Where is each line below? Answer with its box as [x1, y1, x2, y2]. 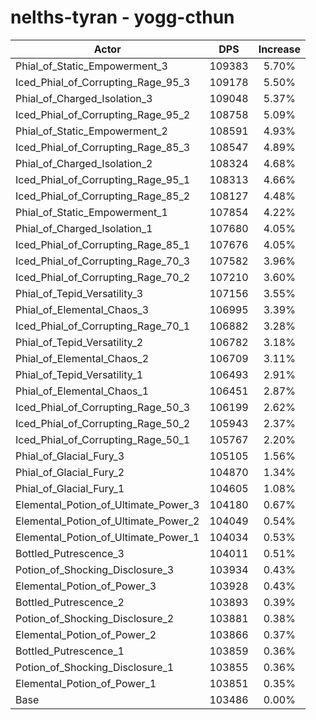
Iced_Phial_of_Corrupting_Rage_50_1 [15, 432, 191, 446]
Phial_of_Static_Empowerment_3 [15, 59, 168, 73]
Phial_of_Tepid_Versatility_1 [15, 367, 144, 381]
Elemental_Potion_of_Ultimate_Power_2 [15, 514, 200, 528]
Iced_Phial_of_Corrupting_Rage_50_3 [15, 400, 191, 414]
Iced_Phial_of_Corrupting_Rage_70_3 [15, 254, 191, 268]
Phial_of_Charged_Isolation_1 [15, 221, 153, 235]
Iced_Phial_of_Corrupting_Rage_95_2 [15, 107, 191, 121]
